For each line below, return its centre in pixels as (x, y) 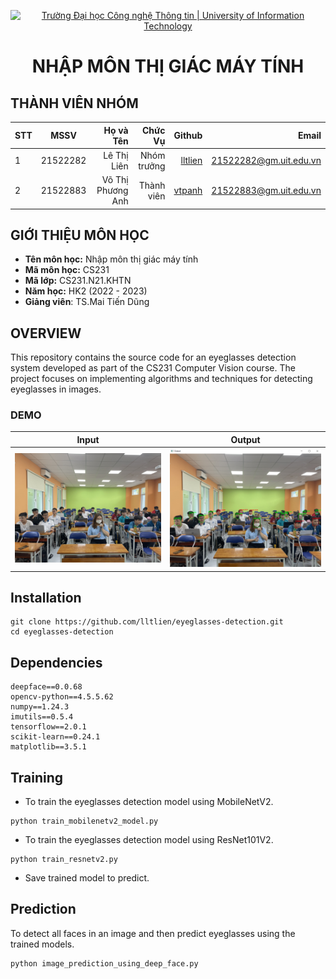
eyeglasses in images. (56, 389)
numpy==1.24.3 (40, 707)
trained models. (42, 944)
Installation (46, 598)
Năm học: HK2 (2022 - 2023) (86, 291)
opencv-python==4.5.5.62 (62, 697)
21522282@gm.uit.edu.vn (266, 161)
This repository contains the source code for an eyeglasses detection (153, 357)
